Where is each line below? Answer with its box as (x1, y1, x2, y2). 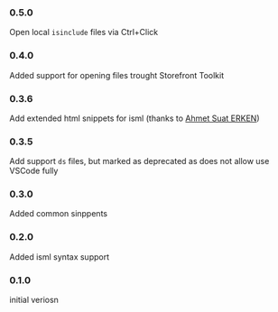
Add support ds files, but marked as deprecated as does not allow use (9, 156, 270, 167)
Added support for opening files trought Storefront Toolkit (9, 69, 224, 80)
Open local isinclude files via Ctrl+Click (9, 27, 159, 38)
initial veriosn (9, 295, 59, 306)
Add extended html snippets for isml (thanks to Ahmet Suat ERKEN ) (9, 113, 260, 124)
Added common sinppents (9, 208, 108, 219)
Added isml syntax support (9, 251, 110, 262)
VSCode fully (9, 165, 59, 177)
